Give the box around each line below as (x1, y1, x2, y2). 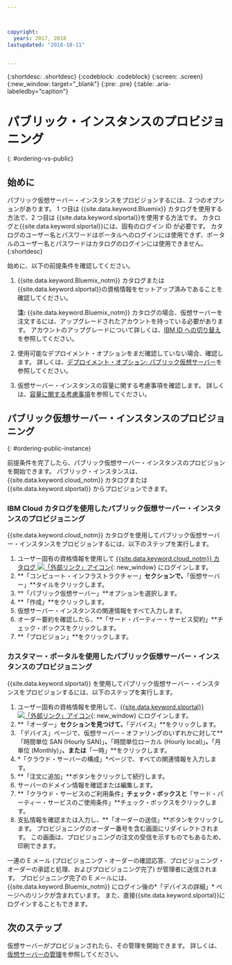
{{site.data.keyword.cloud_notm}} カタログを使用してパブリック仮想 (7, 531, 202, 539)
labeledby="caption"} (7, 87, 69, 96)
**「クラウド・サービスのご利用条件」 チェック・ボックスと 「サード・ (17, 789, 218, 798)
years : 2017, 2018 (13, 35, 67, 42)
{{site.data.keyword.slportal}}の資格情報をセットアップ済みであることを (17, 285, 223, 294)
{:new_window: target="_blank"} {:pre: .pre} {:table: (7, 80, 154, 88)
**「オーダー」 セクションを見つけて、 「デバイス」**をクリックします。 (17, 720, 220, 728)
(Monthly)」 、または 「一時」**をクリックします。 (30, 746, 171, 754)
